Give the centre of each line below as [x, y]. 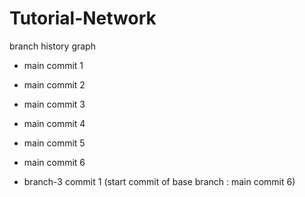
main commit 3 [54, 104]
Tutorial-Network [83, 18]
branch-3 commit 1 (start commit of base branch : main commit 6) [159, 181]
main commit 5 [54, 143]
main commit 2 [54, 84]
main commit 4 [54, 123]
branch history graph [52, 46]
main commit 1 [53, 65]
